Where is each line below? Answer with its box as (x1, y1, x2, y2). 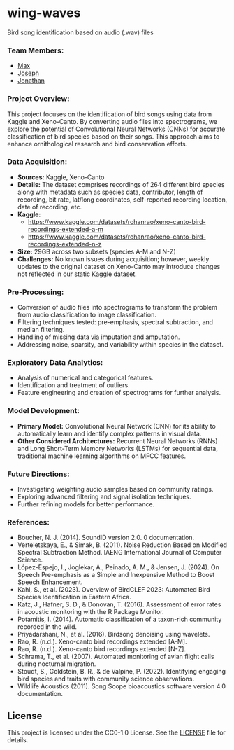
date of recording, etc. (17, 202, 82, 211)
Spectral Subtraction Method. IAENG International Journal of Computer (17, 548, 222, 557)
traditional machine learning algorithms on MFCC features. (17, 452, 187, 460)
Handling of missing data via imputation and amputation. (17, 333, 180, 341)
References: (7, 517, 50, 527)
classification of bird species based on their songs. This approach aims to (7, 132, 220, 141)
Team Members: (7, 46, 64, 55)
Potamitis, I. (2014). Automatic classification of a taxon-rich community (17, 615, 222, 624)
